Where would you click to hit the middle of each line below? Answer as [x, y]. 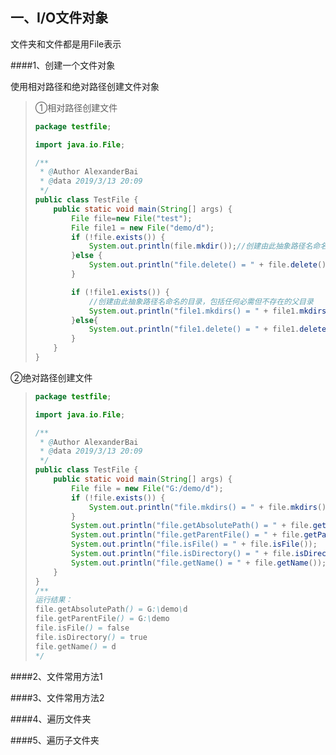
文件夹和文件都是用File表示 [66, 44]
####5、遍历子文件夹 [55, 740]
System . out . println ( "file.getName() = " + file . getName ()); [199, 563]
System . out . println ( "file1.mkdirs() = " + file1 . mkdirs [207, 311]
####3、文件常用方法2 [57, 697]
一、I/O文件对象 [59, 18]
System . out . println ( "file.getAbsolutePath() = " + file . [192, 526]
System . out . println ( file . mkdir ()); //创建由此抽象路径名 [200, 246]
